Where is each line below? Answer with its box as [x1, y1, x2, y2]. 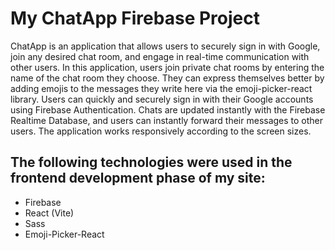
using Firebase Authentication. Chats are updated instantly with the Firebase [10, 103, 326, 116]
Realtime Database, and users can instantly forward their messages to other [10, 114, 324, 126]
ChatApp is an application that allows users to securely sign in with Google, [10, 40, 321, 52]
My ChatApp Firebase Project [10, 7, 260, 30]
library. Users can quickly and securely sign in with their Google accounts [10, 93, 314, 105]
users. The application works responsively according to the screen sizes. [10, 125, 312, 137]
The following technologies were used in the [10, 154, 293, 171]
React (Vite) [24, 207, 75, 219]
